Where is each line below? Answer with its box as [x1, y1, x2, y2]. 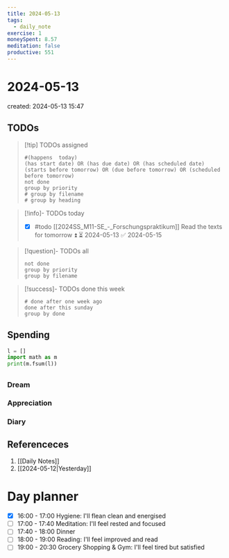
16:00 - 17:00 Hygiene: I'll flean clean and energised [17, 512, 167, 520]
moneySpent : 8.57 [7, 36, 58, 43]
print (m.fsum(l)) [7, 360, 58, 367]
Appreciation [7, 398, 53, 408]
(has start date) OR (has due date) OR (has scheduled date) [24, 160, 205, 167]
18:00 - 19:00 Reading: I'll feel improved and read [17, 535, 158, 543]
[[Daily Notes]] [17, 457, 60, 465]
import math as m [7, 354, 58, 361]
